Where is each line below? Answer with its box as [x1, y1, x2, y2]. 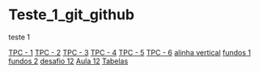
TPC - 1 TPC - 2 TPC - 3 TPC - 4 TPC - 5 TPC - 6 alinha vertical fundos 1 [8, 47, 251, 57]
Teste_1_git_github [8, 6, 135, 24]
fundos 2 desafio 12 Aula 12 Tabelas [8, 56, 129, 66]
